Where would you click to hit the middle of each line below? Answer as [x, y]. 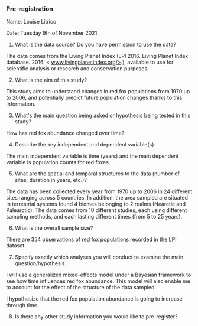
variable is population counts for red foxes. [58, 162]
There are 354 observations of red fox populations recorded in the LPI [91, 239]
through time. [22, 305]
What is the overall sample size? [54, 228]
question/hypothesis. [40, 263]
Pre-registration [30, 9]
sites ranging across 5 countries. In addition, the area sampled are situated [97, 198]
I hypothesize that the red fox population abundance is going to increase [94, 299]
